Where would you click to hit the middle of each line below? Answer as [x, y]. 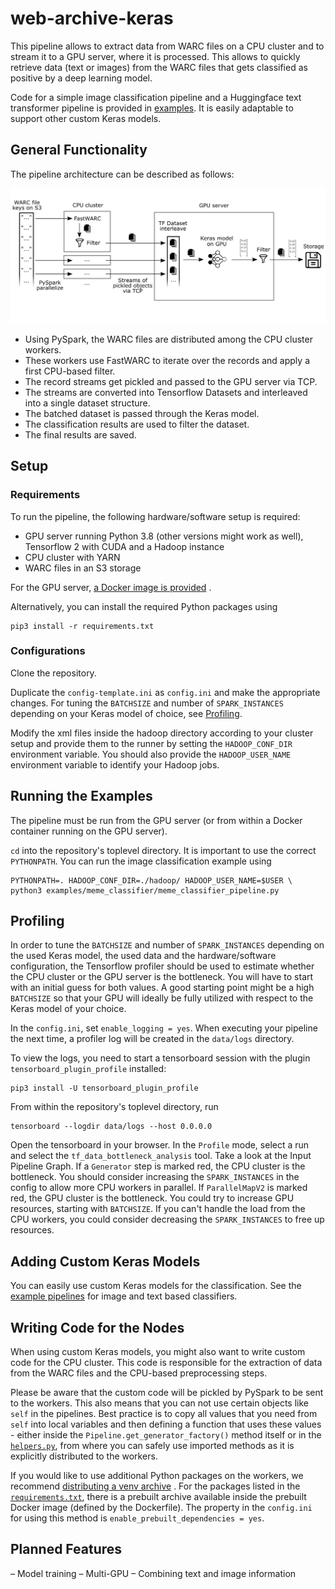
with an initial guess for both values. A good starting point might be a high [162, 988]
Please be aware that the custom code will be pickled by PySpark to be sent [167, 1393]
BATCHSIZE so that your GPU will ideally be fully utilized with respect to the [162, 998]
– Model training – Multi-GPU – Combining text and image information [153, 1573]
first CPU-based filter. [70, 371]
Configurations [48, 651]
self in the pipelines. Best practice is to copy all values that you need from [164, 1414]
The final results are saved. [80, 434]
